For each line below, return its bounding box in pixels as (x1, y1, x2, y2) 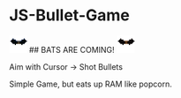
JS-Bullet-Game (9, 5, 130, 26)
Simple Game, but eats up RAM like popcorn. (9, 79, 172, 89)
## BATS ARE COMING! (28, 44, 115, 55)
